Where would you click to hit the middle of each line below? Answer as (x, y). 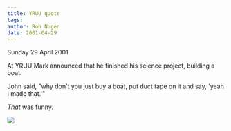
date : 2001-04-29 (32, 33)
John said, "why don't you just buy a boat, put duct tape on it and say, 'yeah (116, 86)
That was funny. (30, 107)
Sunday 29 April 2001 (38, 52)
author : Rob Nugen (34, 26)
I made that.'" (26, 94)
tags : (15, 20)
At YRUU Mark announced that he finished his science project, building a (111, 65)
